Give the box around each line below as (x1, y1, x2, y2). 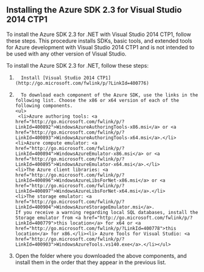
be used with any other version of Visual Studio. (6, 50, 127, 57)
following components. (15, 102, 73, 109)
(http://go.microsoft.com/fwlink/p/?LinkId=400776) (15, 80, 149, 86)
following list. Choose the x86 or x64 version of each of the (15, 97, 180, 103)
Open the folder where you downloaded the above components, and (15, 252, 187, 259)
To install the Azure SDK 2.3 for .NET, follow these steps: (6, 62, 149, 69)
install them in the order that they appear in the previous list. (15, 259, 166, 266)
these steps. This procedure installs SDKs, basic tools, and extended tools (6, 37, 192, 45)
